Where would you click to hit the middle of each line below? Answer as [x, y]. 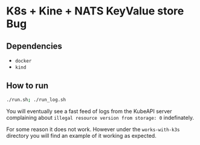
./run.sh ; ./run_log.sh [36, 100]
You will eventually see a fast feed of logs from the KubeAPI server [89, 111]
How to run [27, 86]
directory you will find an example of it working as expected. [82, 135]
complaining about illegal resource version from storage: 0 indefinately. [100, 117]
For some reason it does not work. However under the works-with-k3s [93, 129]
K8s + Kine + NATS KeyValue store [95, 11]
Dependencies [34, 46]
